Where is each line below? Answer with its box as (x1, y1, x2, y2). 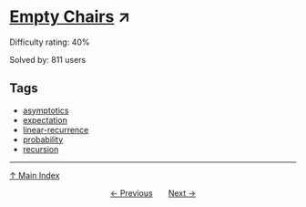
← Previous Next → (109, 187, 197, 198)
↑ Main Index (9, 170, 60, 181)
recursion (22, 143, 59, 154)
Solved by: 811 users (9, 54, 87, 65)
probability (22, 134, 64, 145)
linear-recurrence (22, 124, 89, 135)
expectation (22, 114, 68, 125)
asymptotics (22, 105, 69, 116)
